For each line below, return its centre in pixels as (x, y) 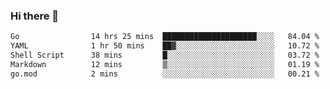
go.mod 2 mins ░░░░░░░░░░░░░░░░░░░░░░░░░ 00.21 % (165, 74)
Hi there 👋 (35, 16)
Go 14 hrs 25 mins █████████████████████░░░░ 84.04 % (165, 37)
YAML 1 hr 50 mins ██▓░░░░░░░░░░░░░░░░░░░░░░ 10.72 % (165, 46)
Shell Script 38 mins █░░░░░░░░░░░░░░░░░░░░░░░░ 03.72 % (165, 55)
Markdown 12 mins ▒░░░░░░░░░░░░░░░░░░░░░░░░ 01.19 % (165, 64)
